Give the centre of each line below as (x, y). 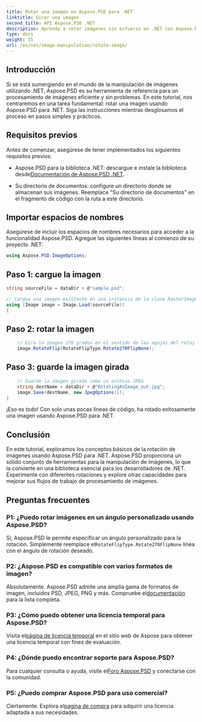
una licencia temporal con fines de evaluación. (64, 642)
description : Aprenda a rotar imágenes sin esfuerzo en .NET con (90, 29)
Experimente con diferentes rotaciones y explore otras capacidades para (96, 475)
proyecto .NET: (25, 245)
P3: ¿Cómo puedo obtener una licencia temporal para (86, 616)
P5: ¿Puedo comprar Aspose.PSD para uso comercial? (87, 693)
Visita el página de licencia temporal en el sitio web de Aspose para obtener (99, 636)
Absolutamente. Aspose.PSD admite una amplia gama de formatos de (93, 587)
